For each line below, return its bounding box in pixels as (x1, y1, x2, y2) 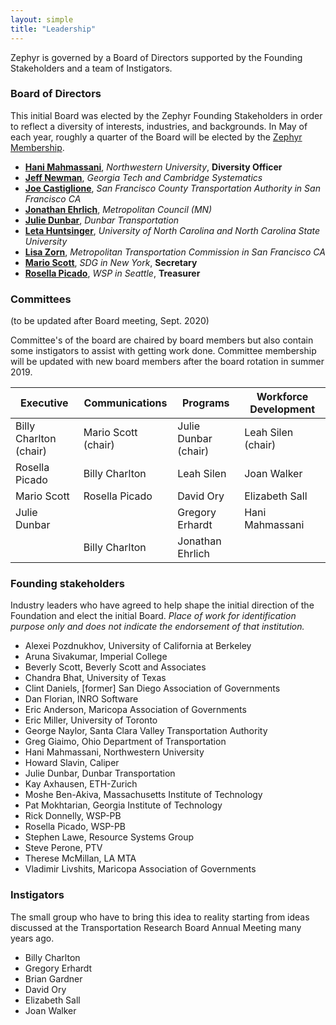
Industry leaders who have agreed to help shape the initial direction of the (10, 599, 315, 611)
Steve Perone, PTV (24, 842, 103, 854)
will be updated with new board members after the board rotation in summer (10, 356, 325, 368)
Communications (83, 396, 168, 410)
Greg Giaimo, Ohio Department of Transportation (24, 736, 227, 748)
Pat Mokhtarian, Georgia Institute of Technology (24, 799, 223, 811)
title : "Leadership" (10, 24, 97, 34)
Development (249, 402, 316, 416)
